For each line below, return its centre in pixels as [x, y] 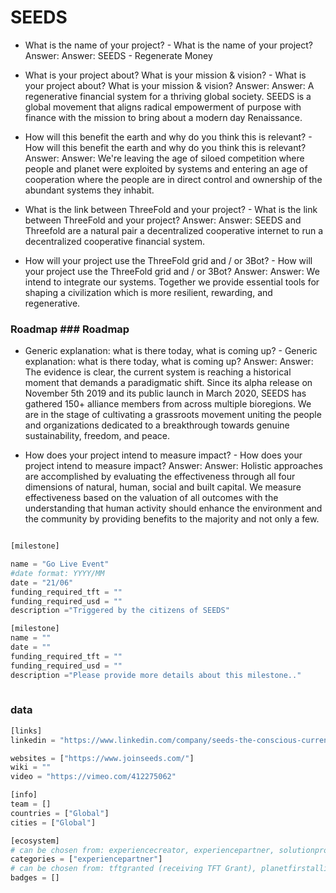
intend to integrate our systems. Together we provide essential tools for [172, 282]
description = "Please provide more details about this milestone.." [156, 675]
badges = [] [35, 878]
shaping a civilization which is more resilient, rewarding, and [148, 292]
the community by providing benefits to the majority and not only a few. [172, 519]
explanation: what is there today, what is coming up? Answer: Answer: [169, 362]
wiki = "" [31, 767]
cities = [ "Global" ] [53, 822]
